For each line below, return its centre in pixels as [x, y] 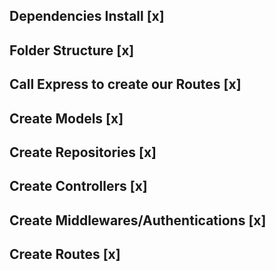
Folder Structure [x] [72, 50]
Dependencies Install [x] [87, 16]
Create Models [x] [66, 118]
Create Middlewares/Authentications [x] [138, 220]
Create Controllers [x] [78, 186]
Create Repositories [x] [83, 152]
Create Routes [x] [65, 254]
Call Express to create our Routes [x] [125, 84]
